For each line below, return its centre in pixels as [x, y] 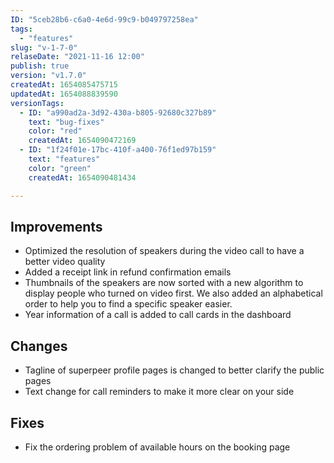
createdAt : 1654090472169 [82, 141]
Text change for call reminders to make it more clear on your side [159, 392]
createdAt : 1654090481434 [82, 177]
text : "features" [64, 159]
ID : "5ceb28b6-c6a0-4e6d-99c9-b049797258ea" [104, 19]
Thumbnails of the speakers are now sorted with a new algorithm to [164, 283]
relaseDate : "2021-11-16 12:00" [77, 57]
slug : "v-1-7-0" [44, 47]
